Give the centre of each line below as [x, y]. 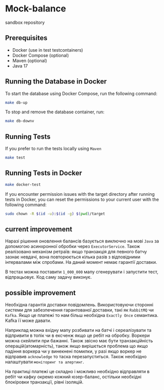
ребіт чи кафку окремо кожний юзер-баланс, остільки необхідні [73, 377]
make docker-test [23, 184]
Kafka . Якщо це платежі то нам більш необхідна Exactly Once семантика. [82, 315]
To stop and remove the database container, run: [55, 112]
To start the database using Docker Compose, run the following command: [81, 93]
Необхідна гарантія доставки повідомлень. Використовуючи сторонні [79, 305]
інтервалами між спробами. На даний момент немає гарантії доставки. [81, 262]
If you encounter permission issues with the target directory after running [80, 194]
